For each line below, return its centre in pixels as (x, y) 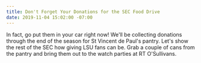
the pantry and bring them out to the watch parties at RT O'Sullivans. (91, 53)
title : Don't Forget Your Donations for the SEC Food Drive (83, 12)
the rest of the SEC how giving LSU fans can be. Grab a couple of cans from (101, 47)
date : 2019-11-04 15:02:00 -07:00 (50, 17)
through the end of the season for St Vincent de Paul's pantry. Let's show (97, 41)
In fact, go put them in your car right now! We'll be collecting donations (94, 34)
